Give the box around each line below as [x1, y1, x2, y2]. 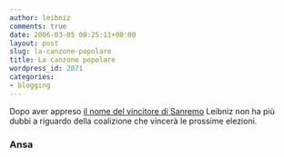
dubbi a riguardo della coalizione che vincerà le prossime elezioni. [9, 115, 258, 126]
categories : [9, 73, 55, 82]
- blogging [9, 81, 51, 90]
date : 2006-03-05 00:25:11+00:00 [9, 30, 137, 39]
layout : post [9, 38, 59, 48]
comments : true [9, 22, 67, 31]
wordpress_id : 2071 [9, 64, 84, 74]
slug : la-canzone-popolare [9, 47, 112, 56]
